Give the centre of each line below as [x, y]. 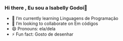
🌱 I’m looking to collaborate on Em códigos [55, 23]
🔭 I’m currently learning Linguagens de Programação [65, 19]
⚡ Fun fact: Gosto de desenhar [43, 34]
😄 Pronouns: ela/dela [34, 29]
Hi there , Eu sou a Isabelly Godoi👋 [46, 8]
